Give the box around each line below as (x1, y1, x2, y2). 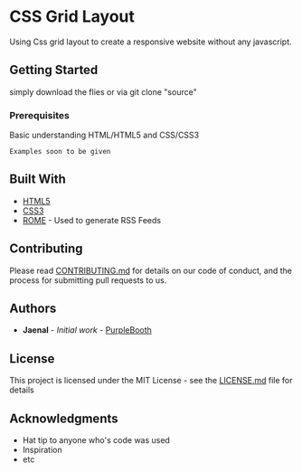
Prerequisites (9, 109, 70, 121)
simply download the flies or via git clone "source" (9, 86, 197, 97)
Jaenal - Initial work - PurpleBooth (22, 325, 152, 335)
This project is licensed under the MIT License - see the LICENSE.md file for (9, 375, 293, 386)
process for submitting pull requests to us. (9, 274, 167, 286)
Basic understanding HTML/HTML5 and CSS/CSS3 (9, 129, 200, 141)
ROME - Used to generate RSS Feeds (22, 214, 161, 225)
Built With (9, 172, 66, 187)
